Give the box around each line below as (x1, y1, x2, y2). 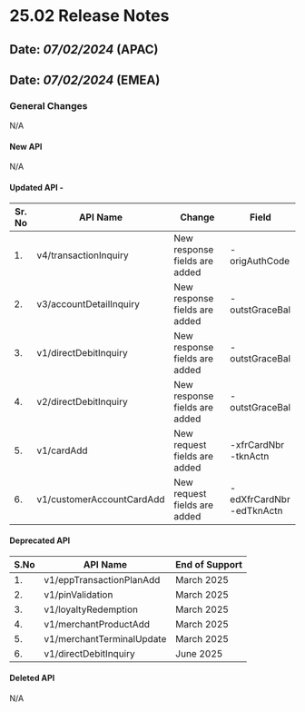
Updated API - (9, 183, 64, 193)
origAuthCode (230, 254, 290, 267)
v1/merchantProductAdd (44, 618, 151, 630)
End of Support (175, 558, 243, 570)
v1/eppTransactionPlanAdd (44, 573, 161, 586)
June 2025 (175, 647, 223, 659)
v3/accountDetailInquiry (36, 297, 141, 310)
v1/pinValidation (44, 588, 113, 600)
